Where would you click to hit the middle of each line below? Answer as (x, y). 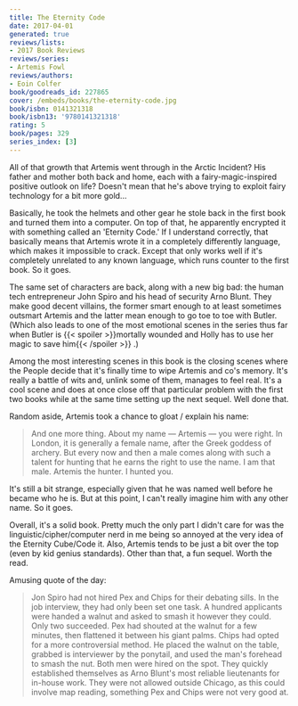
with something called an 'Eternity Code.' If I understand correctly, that (139, 232)
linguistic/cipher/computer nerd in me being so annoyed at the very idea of (146, 534)
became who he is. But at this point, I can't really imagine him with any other (149, 498)
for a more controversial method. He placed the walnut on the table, (155, 644)
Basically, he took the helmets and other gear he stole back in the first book (148, 213)
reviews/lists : (37, 42)
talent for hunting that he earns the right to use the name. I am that (153, 462)
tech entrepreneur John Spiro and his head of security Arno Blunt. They (141, 296)
